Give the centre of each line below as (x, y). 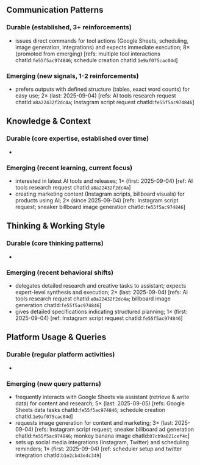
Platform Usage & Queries (56, 337)
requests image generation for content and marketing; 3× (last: (94, 422)
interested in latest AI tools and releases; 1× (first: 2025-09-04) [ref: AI (104, 181)
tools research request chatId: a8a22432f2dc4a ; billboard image (93, 299)
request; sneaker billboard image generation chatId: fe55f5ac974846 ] (100, 207)
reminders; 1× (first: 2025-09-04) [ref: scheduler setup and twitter (98, 449)
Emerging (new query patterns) (54, 383)
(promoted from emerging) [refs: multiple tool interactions (87, 54)
